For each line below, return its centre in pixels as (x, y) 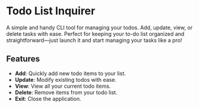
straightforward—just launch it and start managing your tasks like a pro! (94, 40)
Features (23, 59)
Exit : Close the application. (48, 98)
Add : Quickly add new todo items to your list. (70, 73)
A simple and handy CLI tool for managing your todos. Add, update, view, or (99, 27)
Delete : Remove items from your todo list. (66, 92)
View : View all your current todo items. (63, 86)
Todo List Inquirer (51, 11)
